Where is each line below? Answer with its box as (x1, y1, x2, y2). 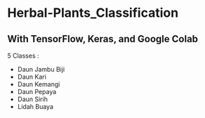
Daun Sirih (17, 95, 48, 103)
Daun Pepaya (17, 88, 57, 96)
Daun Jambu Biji (17, 65, 65, 73)
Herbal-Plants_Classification (7, 5, 179, 21)
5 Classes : (7, 51, 40, 60)
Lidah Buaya (17, 103, 54, 110)
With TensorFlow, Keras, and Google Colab (7, 33, 199, 45)
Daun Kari (17, 72, 47, 81)
